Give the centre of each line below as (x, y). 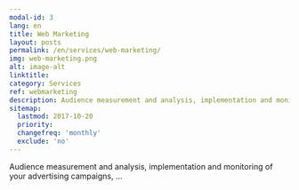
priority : (35, 125)
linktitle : (29, 75)
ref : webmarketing (43, 91)
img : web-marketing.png (53, 59)
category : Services (45, 83)
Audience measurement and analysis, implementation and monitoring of (141, 166)
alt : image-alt (37, 67)
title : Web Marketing (49, 34)
